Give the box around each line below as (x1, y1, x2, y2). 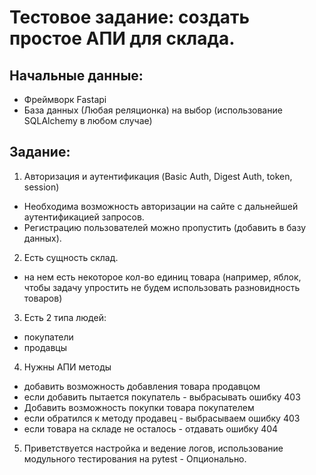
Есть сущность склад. (23, 251, 119, 263)
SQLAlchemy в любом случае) (23, 115, 153, 126)
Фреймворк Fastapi (23, 94, 107, 105)
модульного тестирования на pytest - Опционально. (23, 452, 247, 465)
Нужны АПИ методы (23, 361, 112, 373)
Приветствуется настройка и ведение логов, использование (23, 442, 284, 454)
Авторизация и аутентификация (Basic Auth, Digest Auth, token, (23, 170, 293, 182)
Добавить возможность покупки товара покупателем (23, 401, 255, 413)
